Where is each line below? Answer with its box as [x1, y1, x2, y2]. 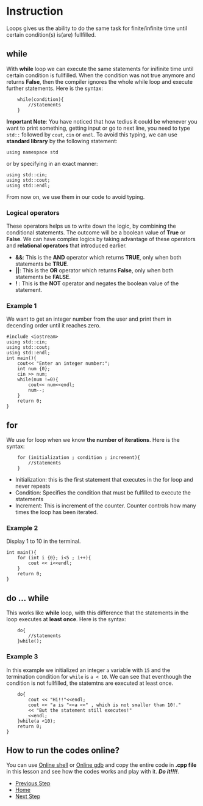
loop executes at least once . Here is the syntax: [6, 616, 127, 623]
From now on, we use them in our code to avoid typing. [6, 193, 145, 200]
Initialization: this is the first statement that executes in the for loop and [15, 476, 193, 483]
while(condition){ [17, 96, 64, 102]
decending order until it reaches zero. [6, 322, 101, 329]
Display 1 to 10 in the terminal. [6, 537, 81, 545]
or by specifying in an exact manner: [6, 160, 99, 167]
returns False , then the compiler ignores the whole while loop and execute [6, 78, 193, 85]
